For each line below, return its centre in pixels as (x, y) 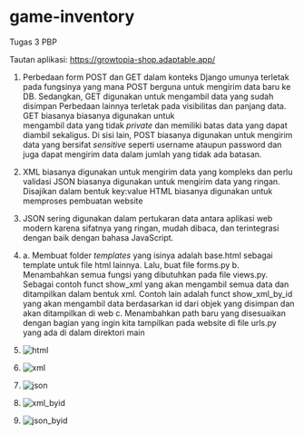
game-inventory (72, 17)
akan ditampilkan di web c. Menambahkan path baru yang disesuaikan (154, 313)
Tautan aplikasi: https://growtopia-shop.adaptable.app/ (113, 59)
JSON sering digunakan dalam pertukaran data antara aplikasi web (147, 218)
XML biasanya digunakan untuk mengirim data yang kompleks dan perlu (157, 172)
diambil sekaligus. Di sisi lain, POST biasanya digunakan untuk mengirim (157, 134)
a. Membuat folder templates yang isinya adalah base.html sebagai (148, 255)
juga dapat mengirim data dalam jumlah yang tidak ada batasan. (142, 154)
